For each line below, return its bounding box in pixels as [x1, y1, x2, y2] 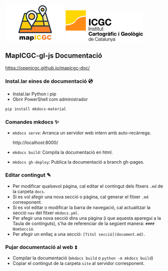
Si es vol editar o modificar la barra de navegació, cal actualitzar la [12, 204, 151, 210]
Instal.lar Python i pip [12, 91, 56, 97]
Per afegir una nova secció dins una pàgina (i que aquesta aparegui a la [12, 215, 161, 221]
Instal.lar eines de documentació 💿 [5, 77, 93, 84]
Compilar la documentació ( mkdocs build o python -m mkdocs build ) [12, 255, 153, 261]
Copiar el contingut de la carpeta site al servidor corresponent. [12, 260, 145, 266]
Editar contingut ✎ [5, 172, 51, 179]
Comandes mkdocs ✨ [5, 118, 59, 125]
